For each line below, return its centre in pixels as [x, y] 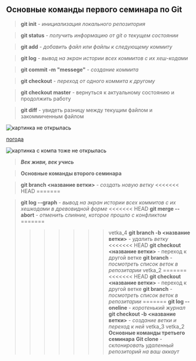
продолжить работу [46, 98]
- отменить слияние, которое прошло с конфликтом [101, 215]
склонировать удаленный [141, 345]
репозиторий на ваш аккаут [144, 351]
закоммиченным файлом [52, 116]
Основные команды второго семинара [71, 173]
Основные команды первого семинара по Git [94, 10]
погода [15, 139]
